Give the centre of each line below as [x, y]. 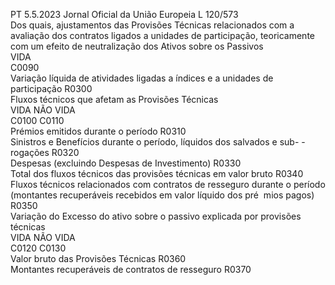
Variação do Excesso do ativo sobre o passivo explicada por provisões [156, 216]
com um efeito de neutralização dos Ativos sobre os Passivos [137, 46]
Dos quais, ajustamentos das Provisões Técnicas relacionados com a [152, 25]
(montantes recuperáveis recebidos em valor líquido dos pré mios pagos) [162, 195]
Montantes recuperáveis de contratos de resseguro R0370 [131, 269]
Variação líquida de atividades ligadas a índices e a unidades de [142, 78]
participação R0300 [51, 88]
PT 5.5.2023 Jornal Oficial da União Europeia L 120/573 [124, 14]
